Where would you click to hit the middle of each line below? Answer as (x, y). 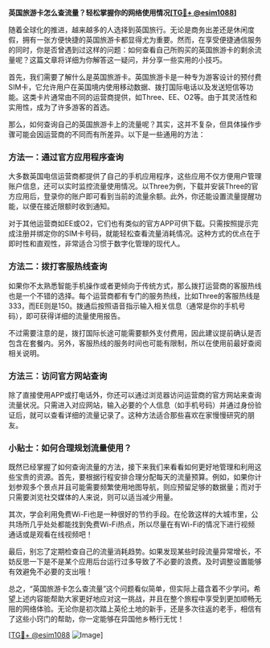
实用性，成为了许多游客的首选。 (61, 107)
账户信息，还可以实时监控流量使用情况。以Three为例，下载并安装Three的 (130, 186)
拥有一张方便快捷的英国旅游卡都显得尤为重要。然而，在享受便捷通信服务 (142, 40)
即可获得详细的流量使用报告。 (75, 316)
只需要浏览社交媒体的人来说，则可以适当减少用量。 (93, 497)
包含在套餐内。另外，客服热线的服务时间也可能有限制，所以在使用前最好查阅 (135, 343)
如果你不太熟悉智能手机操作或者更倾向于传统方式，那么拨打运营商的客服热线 (135, 286)
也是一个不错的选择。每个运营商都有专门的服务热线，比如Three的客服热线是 (134, 295)
